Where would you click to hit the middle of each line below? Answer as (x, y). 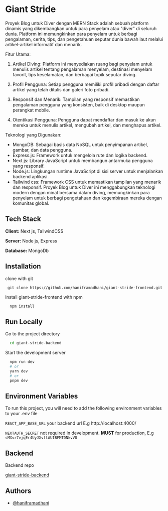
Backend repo (20, 465)
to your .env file (21, 414)
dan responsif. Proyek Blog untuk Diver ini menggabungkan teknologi (84, 187)
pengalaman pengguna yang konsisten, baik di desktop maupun (79, 104)
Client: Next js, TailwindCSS (34, 231)
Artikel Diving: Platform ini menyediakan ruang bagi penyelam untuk (82, 64)
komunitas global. (31, 203)
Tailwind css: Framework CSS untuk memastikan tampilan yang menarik (87, 182)
